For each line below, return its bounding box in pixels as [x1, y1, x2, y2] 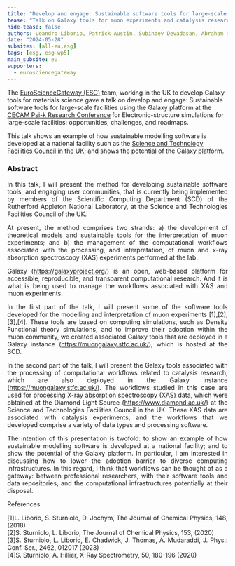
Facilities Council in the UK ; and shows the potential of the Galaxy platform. [7, 147, 225, 155]
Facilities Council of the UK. [7, 210, 87, 218]
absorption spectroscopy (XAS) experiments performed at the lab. [7, 253, 198, 262]
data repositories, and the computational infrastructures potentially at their [7, 478, 228, 487]
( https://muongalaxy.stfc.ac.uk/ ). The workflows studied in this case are [7, 383, 228, 391]
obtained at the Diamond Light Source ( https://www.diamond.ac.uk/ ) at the [7, 398, 229, 407]
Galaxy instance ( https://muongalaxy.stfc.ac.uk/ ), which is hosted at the [7, 339, 228, 348]
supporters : [7, 62, 42, 69]
